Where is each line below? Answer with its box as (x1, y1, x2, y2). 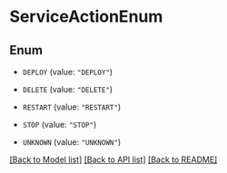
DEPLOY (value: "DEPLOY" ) (22, 66, 113, 77)
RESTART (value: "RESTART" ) (22, 101, 121, 112)
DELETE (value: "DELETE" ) (22, 84, 113, 94)
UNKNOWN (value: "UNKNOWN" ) (22, 137, 121, 147)
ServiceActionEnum (9, 6, 163, 27)
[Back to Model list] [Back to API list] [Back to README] (9, 154, 218, 165)
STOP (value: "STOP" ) (22, 120, 97, 130)
